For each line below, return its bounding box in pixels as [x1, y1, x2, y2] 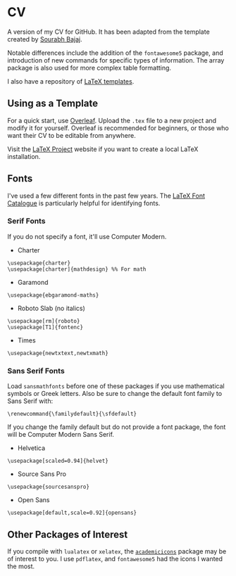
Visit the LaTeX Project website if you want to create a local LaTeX [7, 145, 199, 153]
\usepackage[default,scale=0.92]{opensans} [7, 509, 137, 517]
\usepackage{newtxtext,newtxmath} [7, 350, 109, 357]
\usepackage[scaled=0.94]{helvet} [7, 458, 109, 465]
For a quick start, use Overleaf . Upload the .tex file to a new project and [7, 116, 217, 124]
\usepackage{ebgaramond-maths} [7, 291, 99, 299]
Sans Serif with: [7, 397, 54, 405]
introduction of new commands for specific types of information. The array [7, 56, 225, 64]
